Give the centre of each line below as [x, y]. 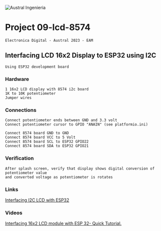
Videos [14, 212]
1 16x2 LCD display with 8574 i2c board [47, 89]
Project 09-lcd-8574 [48, 27]
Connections [21, 110]
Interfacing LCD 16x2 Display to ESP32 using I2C [81, 56]
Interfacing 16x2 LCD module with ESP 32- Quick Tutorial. [63, 224]
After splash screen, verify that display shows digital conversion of [80, 168]
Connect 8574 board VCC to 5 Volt [40, 137]
